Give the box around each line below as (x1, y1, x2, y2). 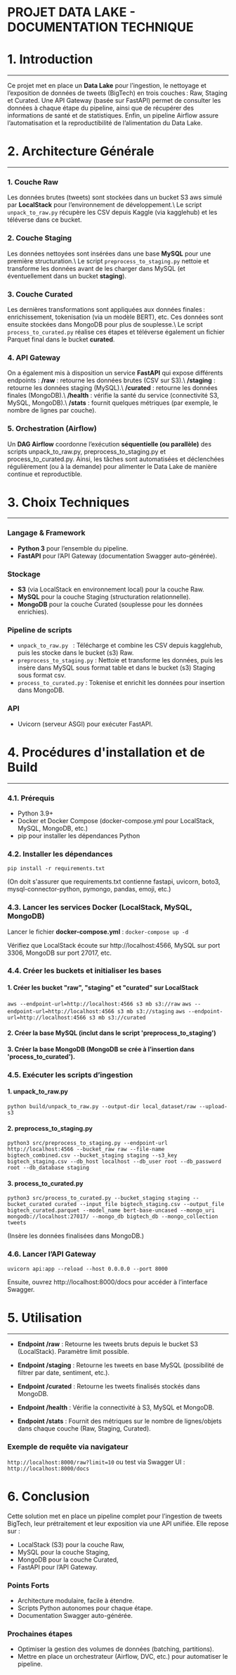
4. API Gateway (7, 353, 61, 363)
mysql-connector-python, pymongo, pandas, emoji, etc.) (7, 885, 171, 893)
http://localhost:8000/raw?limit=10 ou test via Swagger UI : (7, 1457, 185, 1466)
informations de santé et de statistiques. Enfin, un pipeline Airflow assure (7, 111, 219, 120)
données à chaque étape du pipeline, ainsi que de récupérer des (7, 103, 195, 113)
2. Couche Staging (7, 233, 72, 243)
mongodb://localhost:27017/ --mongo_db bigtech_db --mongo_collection (7, 1213, 218, 1220)
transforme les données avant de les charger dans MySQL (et (7, 264, 186, 272)
